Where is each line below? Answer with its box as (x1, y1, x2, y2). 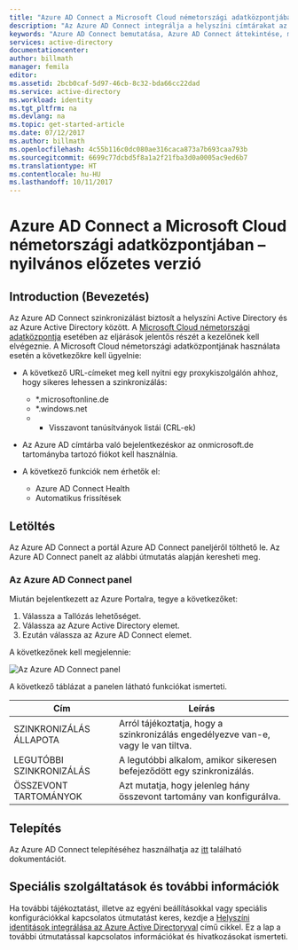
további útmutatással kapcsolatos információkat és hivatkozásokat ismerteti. (9, 930, 288, 941)
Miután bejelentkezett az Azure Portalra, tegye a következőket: (9, 593, 238, 604)
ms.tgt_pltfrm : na (9, 104, 77, 113)
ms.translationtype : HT (9, 161, 98, 170)
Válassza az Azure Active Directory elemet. (21, 620, 180, 631)
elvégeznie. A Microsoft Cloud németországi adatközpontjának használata (9, 341, 281, 351)
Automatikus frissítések (35, 493, 122, 504)
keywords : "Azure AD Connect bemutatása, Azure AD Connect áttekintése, (9, 29, 284, 38)
